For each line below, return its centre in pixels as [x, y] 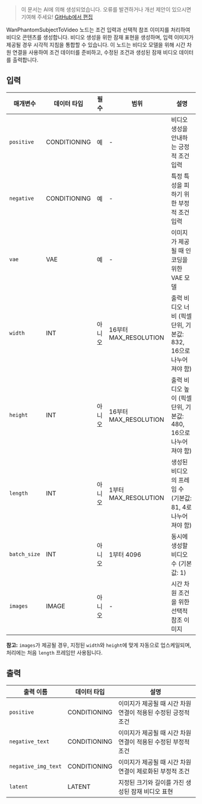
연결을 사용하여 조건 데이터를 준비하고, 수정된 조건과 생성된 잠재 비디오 [95, 52]
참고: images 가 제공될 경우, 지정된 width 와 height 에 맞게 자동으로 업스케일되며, [99, 645]
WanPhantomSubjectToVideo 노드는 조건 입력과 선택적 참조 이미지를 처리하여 [98, 30]
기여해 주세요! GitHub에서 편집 [57, 17]
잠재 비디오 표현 [152, 791]
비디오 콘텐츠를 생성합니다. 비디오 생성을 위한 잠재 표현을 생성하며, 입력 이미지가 [100, 37]
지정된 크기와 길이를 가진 [151, 782]
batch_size [25, 554]
